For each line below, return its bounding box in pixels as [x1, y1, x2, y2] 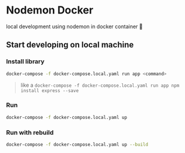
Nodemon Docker [6, 4, 94, 17]
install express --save [20, 87, 79, 94]
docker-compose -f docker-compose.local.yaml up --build [6, 141, 149, 147]
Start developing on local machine [6, 40, 134, 50]
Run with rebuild [6, 128, 54, 137]
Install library [6, 57, 45, 66]
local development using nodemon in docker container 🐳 [6, 23, 143, 30]
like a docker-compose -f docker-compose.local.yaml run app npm [20, 81, 180, 89]
